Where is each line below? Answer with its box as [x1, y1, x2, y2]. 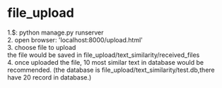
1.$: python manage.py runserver [7, 28, 104, 37]
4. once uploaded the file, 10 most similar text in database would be [7, 58, 204, 66]
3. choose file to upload [7, 43, 76, 51]
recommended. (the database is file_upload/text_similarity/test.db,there [7, 65, 216, 74]
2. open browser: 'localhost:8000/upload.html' [7, 35, 144, 44]
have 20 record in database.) [7, 73, 92, 82]
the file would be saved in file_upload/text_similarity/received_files [7, 51, 200, 59]
